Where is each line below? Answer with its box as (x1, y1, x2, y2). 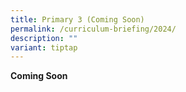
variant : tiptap (10, 42, 78, 53)
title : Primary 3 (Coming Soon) (10, 14, 145, 25)
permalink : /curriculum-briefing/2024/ (10, 24, 177, 34)
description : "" (10, 33, 78, 43)
